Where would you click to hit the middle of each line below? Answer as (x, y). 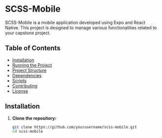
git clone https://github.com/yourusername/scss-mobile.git (74, 127)
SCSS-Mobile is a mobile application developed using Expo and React (75, 22)
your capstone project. (28, 33)
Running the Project (32, 65)
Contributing (25, 86)
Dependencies (27, 75)
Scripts (19, 80)
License (20, 91)
